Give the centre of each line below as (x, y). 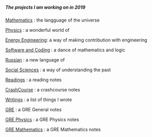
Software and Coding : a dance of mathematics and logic (65, 50)
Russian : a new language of (35, 60)
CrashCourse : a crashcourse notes (43, 89)
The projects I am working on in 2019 (45, 7)
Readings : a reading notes (34, 80)
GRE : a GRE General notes (34, 109)
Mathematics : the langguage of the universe (52, 20)
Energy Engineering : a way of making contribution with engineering (76, 40)
